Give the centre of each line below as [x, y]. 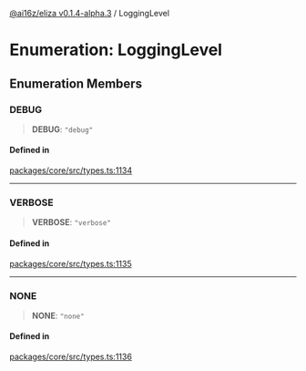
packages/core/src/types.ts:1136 [71, 357]
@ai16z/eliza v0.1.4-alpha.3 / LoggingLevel [90, 13]
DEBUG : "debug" [62, 129]
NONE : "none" [58, 315]
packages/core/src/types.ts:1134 [71, 170]
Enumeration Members [76, 83]
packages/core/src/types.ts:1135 [71, 263]
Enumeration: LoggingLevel [116, 50]
